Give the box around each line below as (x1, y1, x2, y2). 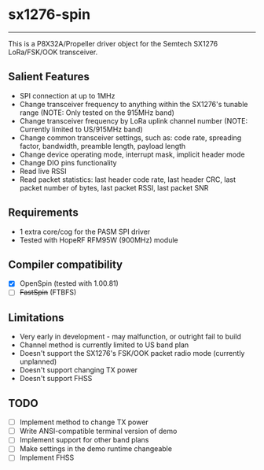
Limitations (8, 311, 64, 324)
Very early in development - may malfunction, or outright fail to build (19, 332, 242, 342)
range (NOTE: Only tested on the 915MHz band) (19, 108, 175, 117)
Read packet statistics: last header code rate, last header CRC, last (19, 175, 236, 184)
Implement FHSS (19, 453, 75, 462)
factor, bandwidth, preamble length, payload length (19, 141, 186, 150)
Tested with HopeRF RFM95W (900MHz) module (19, 235, 178, 245)
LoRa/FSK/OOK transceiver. (8, 47, 98, 57)
